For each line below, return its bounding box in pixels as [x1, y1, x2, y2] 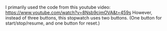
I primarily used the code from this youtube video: [5, 4, 111, 10]
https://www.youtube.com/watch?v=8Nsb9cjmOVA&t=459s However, [5, 9, 153, 15]
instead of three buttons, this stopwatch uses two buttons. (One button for [5, 15, 162, 20]
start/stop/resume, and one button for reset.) [5, 20, 100, 26]
